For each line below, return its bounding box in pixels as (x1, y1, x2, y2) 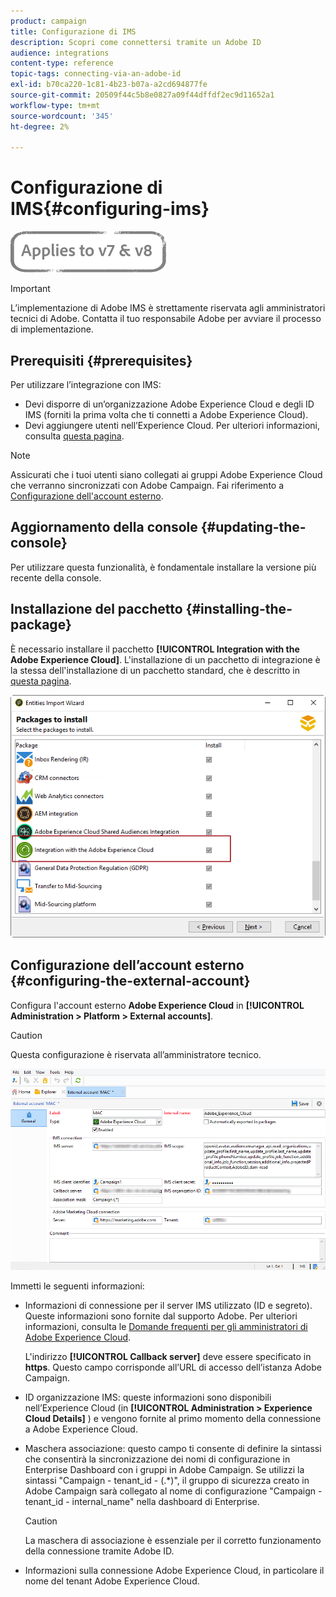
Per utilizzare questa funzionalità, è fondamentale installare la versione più (10, 561, 317, 573)
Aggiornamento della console (10, 519, 198, 536)
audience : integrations (10, 48, 110, 58)
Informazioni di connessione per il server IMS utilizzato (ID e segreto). (24, 1299, 313, 1311)
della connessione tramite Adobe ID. (24, 1545, 175, 1557)
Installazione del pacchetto (10, 601, 183, 618)
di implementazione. (10, 323, 94, 335)
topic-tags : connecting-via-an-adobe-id (10, 69, 182, 79)
